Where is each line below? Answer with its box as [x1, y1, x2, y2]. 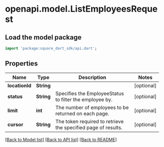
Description [78, 74, 106, 81]
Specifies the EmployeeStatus [55, 90, 124, 97]
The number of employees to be [55, 104, 129, 110]
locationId [7, 82, 32, 89]
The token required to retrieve [55, 118, 124, 125]
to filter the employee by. [55, 96, 113, 103]
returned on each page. [55, 110, 109, 117]
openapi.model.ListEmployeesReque [5, 3, 158, 15]
